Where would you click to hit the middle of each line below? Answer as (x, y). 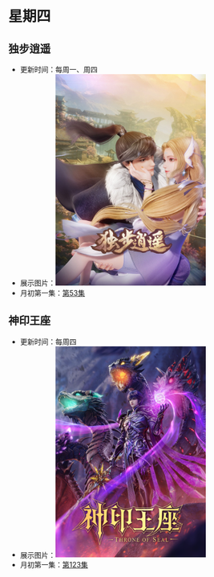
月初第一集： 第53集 (52, 293)
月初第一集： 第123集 (54, 565)
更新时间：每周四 (48, 342)
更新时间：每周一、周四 (59, 70)
